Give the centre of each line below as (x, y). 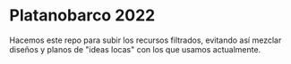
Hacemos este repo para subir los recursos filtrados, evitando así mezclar (145, 40)
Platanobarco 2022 (82, 16)
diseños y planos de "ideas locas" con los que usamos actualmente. (135, 49)
